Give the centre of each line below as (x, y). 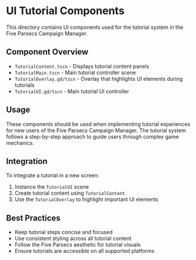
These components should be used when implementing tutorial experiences (98, 124)
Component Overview (47, 52)
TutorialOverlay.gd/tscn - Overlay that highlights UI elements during (99, 78)
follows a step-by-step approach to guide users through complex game (93, 136)
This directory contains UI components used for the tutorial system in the (95, 27)
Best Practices (33, 218)
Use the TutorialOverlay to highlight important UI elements (87, 199)
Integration (27, 161)
